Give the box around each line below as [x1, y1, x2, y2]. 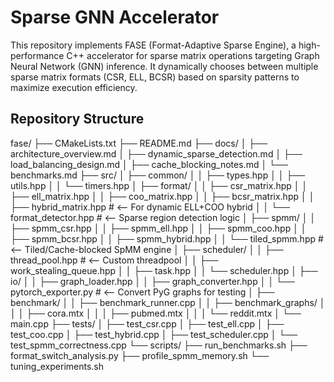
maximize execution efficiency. [10, 81, 138, 93]
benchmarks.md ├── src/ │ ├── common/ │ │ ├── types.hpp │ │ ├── [10, 169, 306, 181]
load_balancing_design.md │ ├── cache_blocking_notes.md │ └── [10, 158, 288, 170]
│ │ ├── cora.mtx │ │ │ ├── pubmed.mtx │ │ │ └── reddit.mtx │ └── [10, 307, 302, 319]
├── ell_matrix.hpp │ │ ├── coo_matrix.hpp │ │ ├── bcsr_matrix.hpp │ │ [10, 190, 315, 202]
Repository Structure [10, 111, 145, 128]
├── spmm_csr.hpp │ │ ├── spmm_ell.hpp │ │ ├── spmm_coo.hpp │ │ [10, 222, 307, 234]
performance [10, 49, 65, 61]
